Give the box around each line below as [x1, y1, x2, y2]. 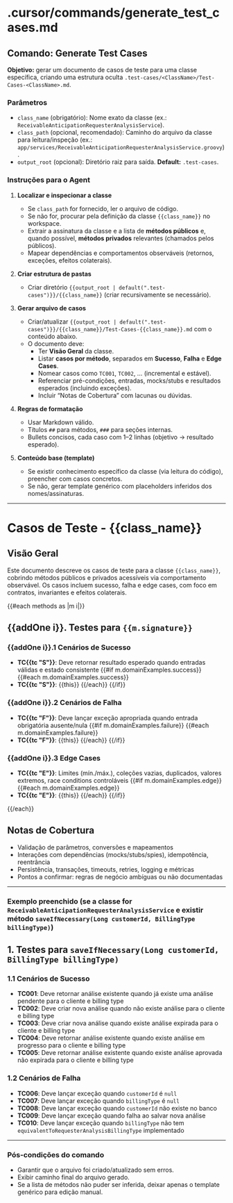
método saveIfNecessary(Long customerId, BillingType [7, 913, 196, 923]
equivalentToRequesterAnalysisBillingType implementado [17, 1126, 185, 1134]
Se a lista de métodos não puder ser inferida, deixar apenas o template [17, 1180, 220, 1188]
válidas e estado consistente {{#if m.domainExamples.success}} [17, 665, 202, 674]
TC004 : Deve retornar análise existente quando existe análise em [17, 1034, 205, 1043]
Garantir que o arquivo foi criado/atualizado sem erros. [17, 1165, 175, 1174]
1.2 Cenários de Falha [7, 1073, 81, 1083]
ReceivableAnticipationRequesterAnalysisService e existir [7, 905, 204, 915]
